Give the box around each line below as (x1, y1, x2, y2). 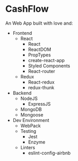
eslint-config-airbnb (28, 150, 71, 156)
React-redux (28, 79, 55, 85)
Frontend (12, 30, 32, 36)
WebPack (20, 123, 41, 129)
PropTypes (28, 52, 51, 58)
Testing (20, 128, 36, 134)
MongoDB (20, 106, 42, 112)
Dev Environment (12, 117, 50, 123)
